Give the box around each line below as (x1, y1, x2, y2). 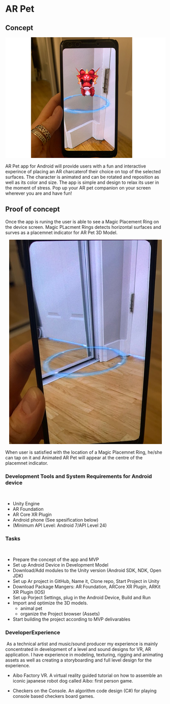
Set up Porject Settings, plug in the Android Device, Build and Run (12, 595, 151, 601)
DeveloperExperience (5, 629, 60, 636)
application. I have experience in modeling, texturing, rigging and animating (5, 651, 163, 658)
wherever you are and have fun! (5, 190, 72, 196)
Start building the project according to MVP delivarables (12, 616, 131, 622)
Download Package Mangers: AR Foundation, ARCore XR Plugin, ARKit (12, 583, 161, 590)
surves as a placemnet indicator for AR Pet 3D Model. (5, 229, 118, 236)
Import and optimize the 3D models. (12, 600, 88, 606)
